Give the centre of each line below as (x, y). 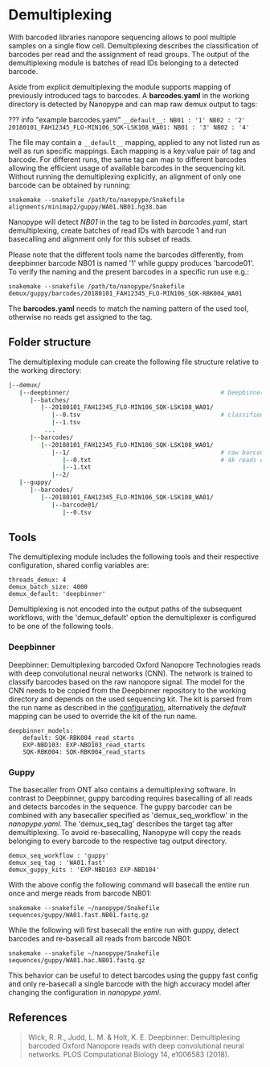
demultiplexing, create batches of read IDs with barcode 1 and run (117, 230)
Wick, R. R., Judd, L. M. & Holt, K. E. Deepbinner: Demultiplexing (134, 1037)
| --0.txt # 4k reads (160, 460)
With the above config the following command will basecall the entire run (129, 884)
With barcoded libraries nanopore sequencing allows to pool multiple (123, 37)
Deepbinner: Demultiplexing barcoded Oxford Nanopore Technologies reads (135, 664)
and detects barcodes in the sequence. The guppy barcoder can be (121, 806)
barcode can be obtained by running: (70, 185)
